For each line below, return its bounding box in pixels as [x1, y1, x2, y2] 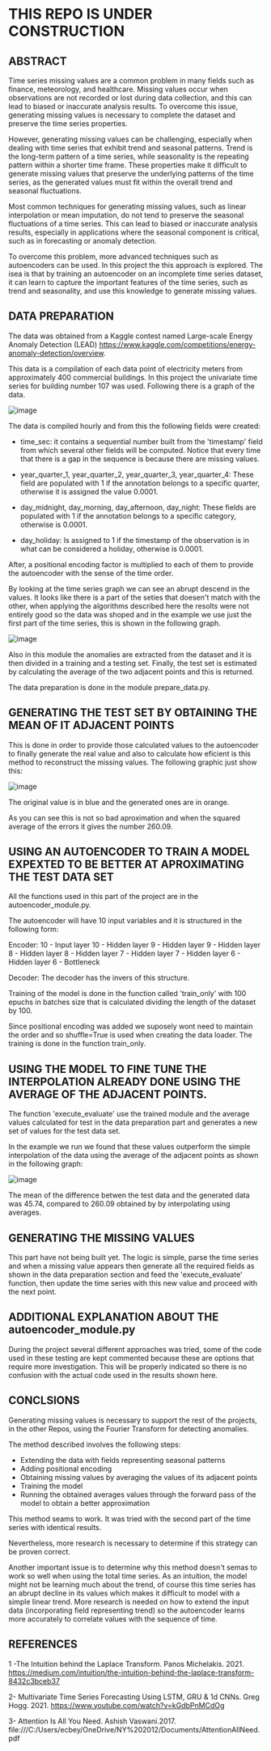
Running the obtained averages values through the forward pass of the [19, 1490, 256, 1499]
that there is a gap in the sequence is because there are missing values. [19, 454, 260, 464]
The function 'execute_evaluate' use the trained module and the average [8, 1109, 250, 1119]
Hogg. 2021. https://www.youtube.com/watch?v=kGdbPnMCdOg [8, 1700, 225, 1710]
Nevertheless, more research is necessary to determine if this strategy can [8, 1538, 258, 1548]
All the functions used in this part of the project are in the [8, 892, 199, 901]
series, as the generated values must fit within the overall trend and [8, 177, 233, 187]
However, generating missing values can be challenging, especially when [8, 134, 252, 144]
